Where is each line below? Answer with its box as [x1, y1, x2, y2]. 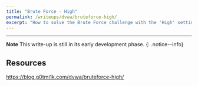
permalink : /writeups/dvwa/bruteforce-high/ [6, 14, 117, 20]
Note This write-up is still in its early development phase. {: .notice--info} [6, 41, 184, 48]
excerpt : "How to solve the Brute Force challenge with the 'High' [6, 19, 176, 25]
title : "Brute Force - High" [6, 8, 78, 15]
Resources [6, 58, 47, 68]
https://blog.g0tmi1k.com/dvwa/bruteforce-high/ [6, 74, 124, 81]
